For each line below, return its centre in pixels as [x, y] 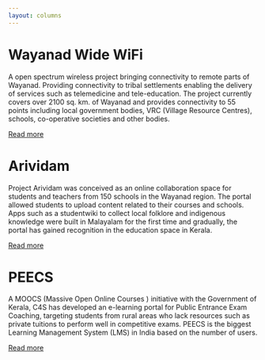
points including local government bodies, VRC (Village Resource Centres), [130, 110]
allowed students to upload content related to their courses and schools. [126, 205]
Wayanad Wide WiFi [76, 54]
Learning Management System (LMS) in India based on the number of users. [133, 332]
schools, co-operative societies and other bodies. [89, 119]
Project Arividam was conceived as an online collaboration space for [120, 188]
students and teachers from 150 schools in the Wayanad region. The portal [130, 196]
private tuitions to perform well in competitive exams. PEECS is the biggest [130, 324]
